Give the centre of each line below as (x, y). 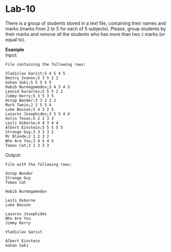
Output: (13, 155)
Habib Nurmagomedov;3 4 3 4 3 (38, 87)
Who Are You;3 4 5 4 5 (30, 141)
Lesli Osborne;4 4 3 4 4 (32, 123)
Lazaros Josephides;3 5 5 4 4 (38, 114)
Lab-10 (21, 9)
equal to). (15, 40)
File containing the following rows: (46, 64)
